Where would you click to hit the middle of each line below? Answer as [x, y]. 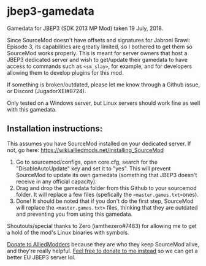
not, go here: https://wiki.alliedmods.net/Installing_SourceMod [86, 150]
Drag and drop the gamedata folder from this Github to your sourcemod [106, 188]
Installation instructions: [55, 129]
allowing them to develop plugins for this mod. [65, 72]
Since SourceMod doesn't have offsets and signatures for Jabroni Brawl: [99, 40]
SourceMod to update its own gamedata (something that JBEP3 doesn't [106, 175]
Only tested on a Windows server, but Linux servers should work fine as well [104, 103]
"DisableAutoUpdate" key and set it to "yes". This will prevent [93, 168]
